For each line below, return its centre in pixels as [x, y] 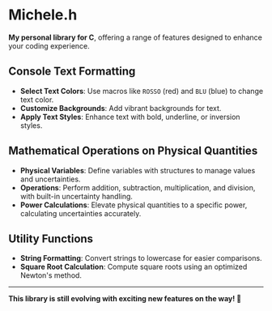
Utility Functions [51, 239]
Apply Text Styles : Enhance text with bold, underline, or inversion [130, 117]
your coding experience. [49, 45]
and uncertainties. [50, 179]
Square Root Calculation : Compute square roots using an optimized [134, 267]
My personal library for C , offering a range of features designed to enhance [136, 37]
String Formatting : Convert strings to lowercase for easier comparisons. [141, 258]
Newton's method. [51, 275]
